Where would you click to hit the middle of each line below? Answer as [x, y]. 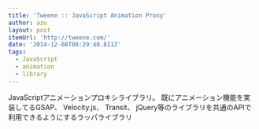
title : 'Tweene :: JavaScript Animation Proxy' [88, 15]
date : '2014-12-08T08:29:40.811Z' [65, 45]
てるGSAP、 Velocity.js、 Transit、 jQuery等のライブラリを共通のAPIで [137, 107]
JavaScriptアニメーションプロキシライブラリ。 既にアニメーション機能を [126, 97]
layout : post [30, 30]
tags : [17, 52]
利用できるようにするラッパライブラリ [70, 117]
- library [31, 74]
